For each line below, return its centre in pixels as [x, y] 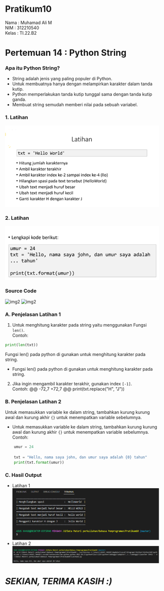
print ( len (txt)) [21, 345]
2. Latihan [17, 218]
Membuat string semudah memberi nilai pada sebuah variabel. [75, 105]
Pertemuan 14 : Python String [66, 53]
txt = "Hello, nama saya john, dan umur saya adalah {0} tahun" [81, 457]
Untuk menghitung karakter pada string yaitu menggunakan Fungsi [79, 325]
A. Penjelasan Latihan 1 [33, 314]
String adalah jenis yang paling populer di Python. [62, 79]
